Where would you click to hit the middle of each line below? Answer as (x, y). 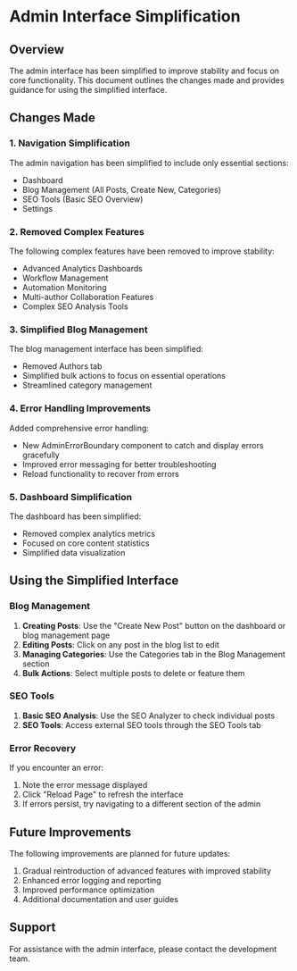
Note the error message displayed (85, 785)
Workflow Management (65, 278)
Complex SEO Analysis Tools (75, 306)
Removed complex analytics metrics (89, 533)
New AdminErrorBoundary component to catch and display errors (143, 445)
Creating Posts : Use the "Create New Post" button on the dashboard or (154, 625)
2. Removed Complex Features (77, 231)
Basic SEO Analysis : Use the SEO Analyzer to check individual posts (148, 716)
